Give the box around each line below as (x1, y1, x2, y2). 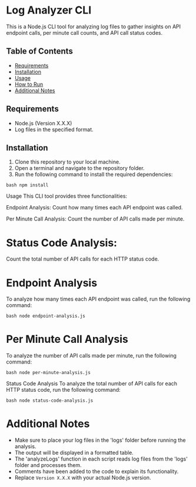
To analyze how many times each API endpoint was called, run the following (6, 295, 191, 303)
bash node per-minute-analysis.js (6, 370, 91, 376)
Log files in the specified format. (14, 126, 94, 133)
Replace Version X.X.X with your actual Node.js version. (14, 474, 151, 481)
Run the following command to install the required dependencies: (14, 171, 173, 178)
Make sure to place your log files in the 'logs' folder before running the (14, 436, 186, 444)
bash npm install (6, 182, 49, 188)
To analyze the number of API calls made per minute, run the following (6, 352, 177, 359)
